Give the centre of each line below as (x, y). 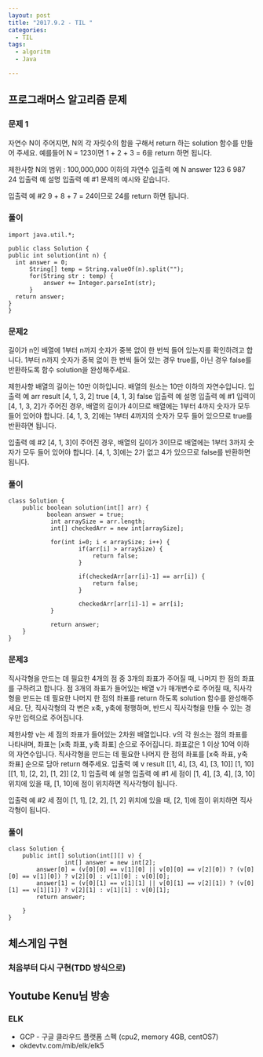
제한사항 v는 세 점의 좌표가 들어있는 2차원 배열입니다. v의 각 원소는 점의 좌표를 (128, 734)
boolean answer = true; (86, 515)
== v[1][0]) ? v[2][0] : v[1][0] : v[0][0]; (96, 876)
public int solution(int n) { (58, 255)
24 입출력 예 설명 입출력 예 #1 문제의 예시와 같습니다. (89, 179)
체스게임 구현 (38, 944)
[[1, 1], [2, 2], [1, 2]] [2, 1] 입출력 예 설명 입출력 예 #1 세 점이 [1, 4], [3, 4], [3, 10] (131, 774)
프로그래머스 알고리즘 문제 (68, 100)
